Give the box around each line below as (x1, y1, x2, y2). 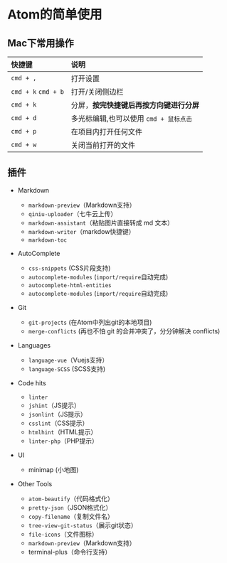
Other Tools (17, 479, 53, 488)
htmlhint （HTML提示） (28, 427, 97, 436)
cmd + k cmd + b (11, 88, 64, 96)
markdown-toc (28, 236, 68, 244)
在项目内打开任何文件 (70, 127, 142, 136)
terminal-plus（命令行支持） (28, 547, 112, 556)
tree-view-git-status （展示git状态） (28, 520, 137, 530)
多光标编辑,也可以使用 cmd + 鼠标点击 (70, 114, 192, 123)
